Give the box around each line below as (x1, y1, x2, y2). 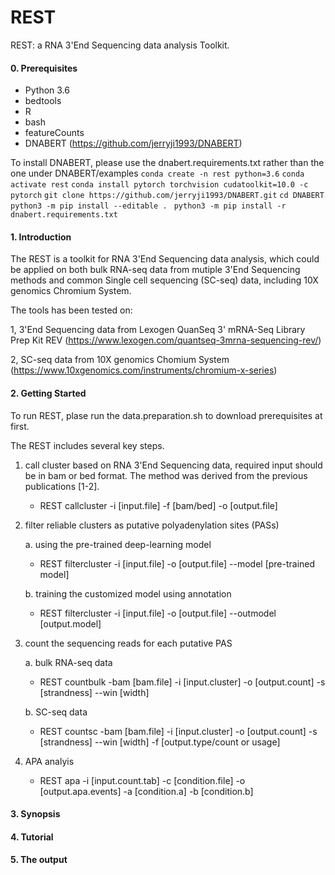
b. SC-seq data (24, 706, 88, 718)
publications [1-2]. (24, 480, 100, 492)
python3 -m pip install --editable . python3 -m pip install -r (10, 201, 287, 211)
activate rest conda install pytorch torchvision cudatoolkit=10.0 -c (10, 180, 309, 190)
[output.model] (39, 617, 102, 630)
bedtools (24, 95, 62, 107)
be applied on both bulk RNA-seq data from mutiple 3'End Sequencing (10, 264, 301, 276)
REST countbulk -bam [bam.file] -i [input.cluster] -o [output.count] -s (39, 676, 326, 688)
